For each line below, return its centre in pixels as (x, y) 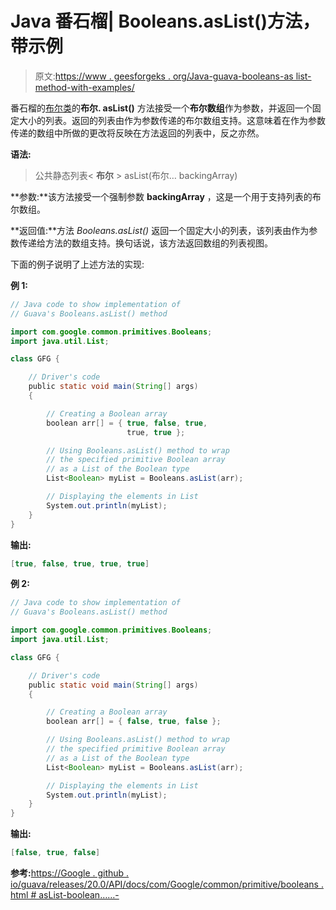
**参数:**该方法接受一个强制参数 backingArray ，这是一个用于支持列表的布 (166, 196)
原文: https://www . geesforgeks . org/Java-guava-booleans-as (164, 76)
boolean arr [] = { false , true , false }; (134, 722)
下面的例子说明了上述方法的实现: (77, 264)
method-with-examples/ (84, 87)
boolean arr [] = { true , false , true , (127, 423)
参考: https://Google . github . (70, 873)
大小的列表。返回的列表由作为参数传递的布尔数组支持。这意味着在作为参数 (172, 120)
